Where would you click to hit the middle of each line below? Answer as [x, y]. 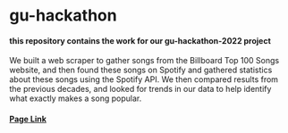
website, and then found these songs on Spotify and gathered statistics [141, 70]
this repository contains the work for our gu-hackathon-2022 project [140, 40]
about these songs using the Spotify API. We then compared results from [144, 79]
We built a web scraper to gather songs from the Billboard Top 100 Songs [144, 61]
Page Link [28, 119]
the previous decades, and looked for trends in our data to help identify [140, 89]
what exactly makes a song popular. [76, 98]
